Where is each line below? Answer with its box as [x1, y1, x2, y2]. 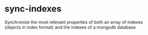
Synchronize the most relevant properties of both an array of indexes [4, 19, 143, 25]
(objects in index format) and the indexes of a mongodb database [4, 24, 136, 30]
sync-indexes [4, 3, 62, 14]
